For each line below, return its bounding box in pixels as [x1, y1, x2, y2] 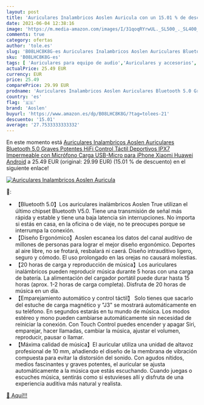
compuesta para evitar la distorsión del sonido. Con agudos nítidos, [15, 354, 185, 362]
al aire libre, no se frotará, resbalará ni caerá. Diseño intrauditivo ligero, [15, 247, 193, 255]
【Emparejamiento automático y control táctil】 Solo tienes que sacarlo [15, 294, 193, 302]
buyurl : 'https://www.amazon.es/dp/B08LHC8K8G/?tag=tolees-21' [6, 111, 170, 117]
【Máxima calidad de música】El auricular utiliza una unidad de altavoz [15, 341, 194, 348]
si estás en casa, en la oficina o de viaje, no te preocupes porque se [15, 220, 186, 228]
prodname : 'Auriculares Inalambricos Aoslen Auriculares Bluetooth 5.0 [6, 88, 191, 94]
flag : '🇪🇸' [6, 99, 36, 105]
